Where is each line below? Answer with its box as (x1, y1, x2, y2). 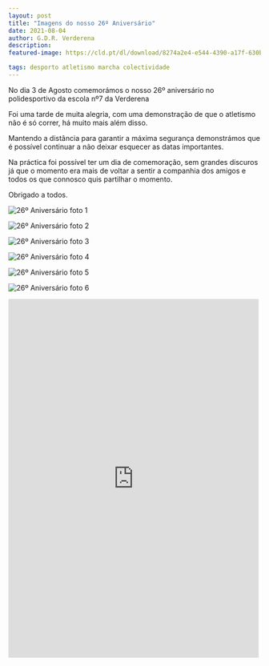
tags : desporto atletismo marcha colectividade (8, 63, 171, 72)
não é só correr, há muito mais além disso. (8, 118, 148, 127)
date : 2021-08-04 (8, 26, 66, 34)
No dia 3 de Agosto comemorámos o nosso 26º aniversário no (8, 85, 215, 94)
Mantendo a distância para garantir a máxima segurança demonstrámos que (8, 133, 260, 142)
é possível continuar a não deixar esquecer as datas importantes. (8, 142, 224, 151)
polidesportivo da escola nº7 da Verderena (8, 94, 150, 103)
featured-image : (8, 49, 62, 57)
